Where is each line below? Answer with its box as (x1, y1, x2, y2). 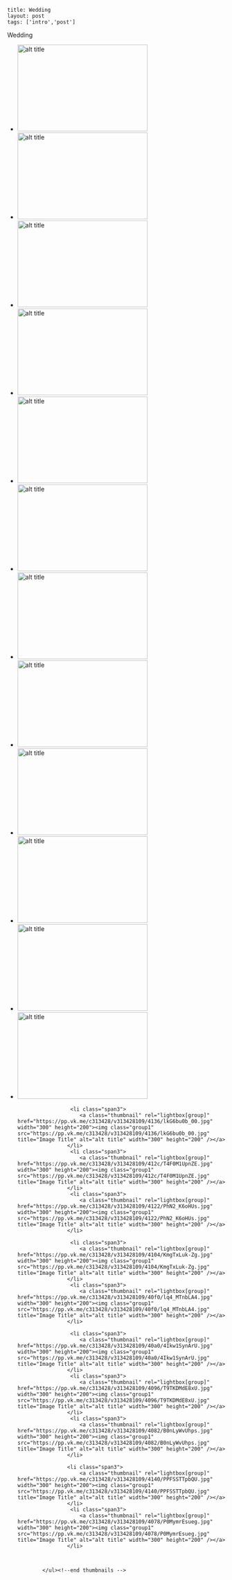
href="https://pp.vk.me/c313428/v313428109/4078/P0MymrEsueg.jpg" (17, 1518, 213, 1525)
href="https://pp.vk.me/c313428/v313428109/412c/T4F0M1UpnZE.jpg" (17, 1161, 213, 1167)
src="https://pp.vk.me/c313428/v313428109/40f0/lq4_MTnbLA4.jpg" (17, 1306, 210, 1313)
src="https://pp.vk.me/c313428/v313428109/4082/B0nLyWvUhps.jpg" (17, 1439, 210, 1446)
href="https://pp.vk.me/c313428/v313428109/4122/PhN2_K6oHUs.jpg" (17, 1203, 213, 1210)
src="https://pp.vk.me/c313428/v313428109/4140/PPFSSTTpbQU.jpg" (17, 1488, 210, 1495)
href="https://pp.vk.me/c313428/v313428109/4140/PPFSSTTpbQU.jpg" (17, 1476, 213, 1483)
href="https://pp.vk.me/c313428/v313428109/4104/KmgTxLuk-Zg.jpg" (17, 1251, 213, 1258)
